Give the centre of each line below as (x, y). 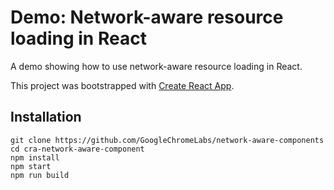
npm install (35, 157)
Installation (46, 117)
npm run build (40, 175)
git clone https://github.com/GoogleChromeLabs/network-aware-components (167, 140)
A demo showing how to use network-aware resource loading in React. (156, 66)
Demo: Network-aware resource (147, 17)
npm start (31, 166)
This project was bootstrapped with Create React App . (122, 85)
